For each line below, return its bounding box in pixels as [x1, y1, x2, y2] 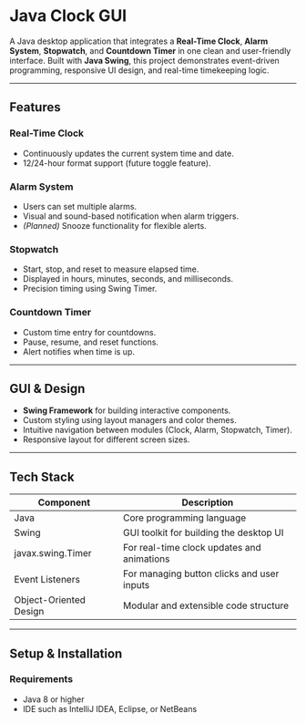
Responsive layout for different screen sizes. [22, 434, 190, 445]
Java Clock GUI [9, 5, 127, 26]
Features [9, 99, 61, 115]
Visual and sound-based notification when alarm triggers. [22, 211, 240, 222]
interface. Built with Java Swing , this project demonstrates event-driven [9, 55, 280, 66]
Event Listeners [14, 573, 80, 586]
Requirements [9, 673, 74, 686]
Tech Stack [9, 469, 75, 484]
